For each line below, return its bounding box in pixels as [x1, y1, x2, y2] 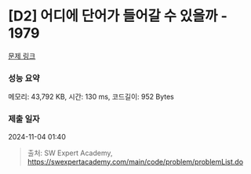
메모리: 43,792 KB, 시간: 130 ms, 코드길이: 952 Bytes [8, 92, 174, 102]
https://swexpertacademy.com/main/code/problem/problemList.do [27, 157, 244, 166]
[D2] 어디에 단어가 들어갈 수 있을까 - [8, 7, 227, 25]
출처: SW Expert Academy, [27, 148, 113, 158]
